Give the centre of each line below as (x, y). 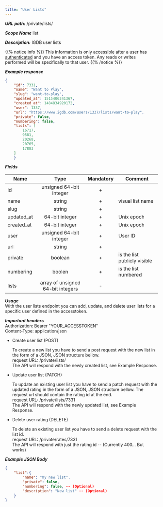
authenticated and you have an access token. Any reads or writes (70, 57)
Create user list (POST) (35, 341)
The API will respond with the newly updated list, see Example (74, 405)
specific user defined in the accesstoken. (46, 311)
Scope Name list (22, 33)
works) (19, 450)
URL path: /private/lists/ (29, 23)
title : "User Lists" (26, 10)
